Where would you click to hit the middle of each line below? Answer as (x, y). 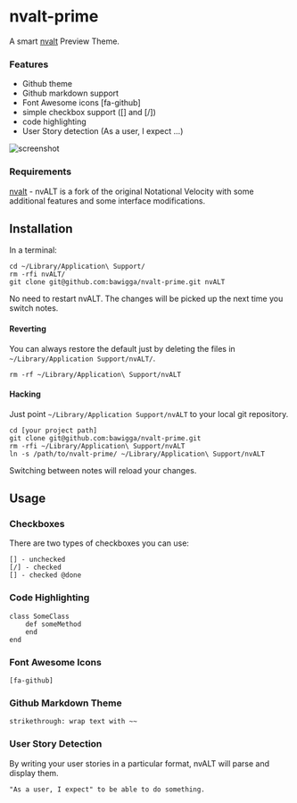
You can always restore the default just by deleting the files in (123, 348)
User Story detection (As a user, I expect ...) (103, 131)
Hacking (25, 394)
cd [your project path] (54, 431)
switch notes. (34, 308)
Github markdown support (70, 93)
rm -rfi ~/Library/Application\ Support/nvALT (97, 446)
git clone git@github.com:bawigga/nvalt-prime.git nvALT (117, 282)
